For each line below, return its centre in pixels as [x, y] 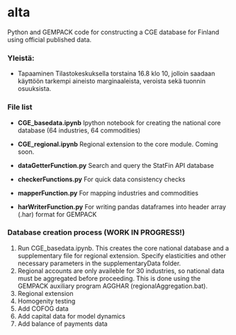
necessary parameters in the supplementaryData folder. [99, 263]
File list [20, 107]
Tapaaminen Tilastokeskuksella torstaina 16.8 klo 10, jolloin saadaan [116, 74]
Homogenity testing [46, 301]
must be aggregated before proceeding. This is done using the [109, 278]
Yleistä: [21, 58]
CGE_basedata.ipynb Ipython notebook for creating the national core [119, 122]
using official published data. [50, 39]
